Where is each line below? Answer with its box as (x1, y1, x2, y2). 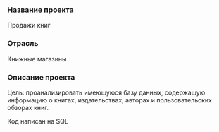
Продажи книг (7, 21, 51, 30)
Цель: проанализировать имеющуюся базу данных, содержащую (7, 88, 206, 97)
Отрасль (7, 39, 39, 49)
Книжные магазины (7, 54, 67, 63)
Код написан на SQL (7, 116, 69, 125)
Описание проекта (7, 72, 75, 82)
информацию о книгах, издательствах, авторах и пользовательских (7, 95, 213, 104)
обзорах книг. (7, 103, 49, 112)
